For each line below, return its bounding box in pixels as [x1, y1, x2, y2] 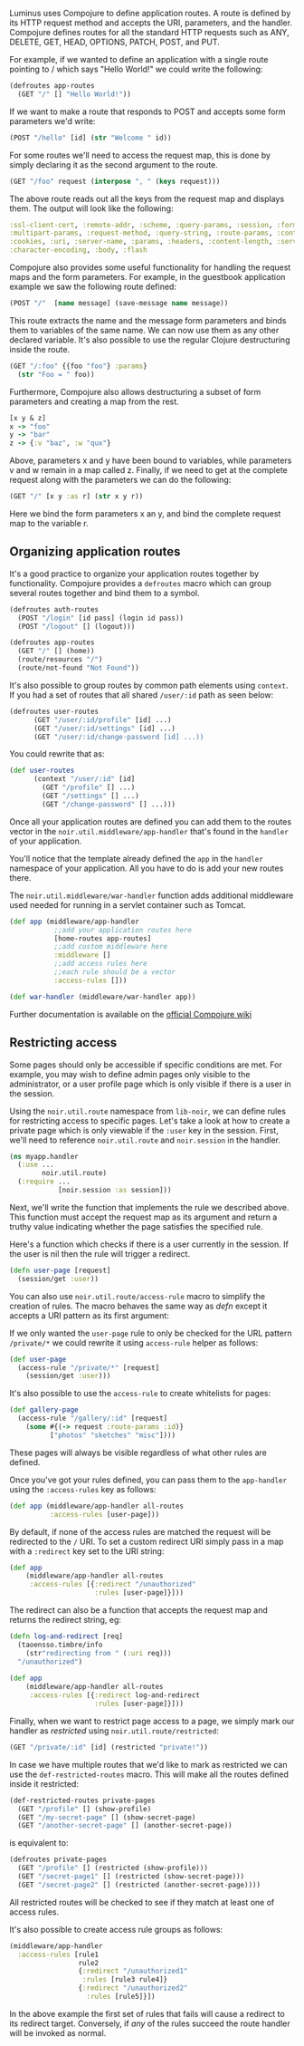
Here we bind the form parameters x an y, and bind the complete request [9, 508, 281, 519]
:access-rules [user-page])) [49, 1510, 160, 1519]
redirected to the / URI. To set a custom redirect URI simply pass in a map [9, 1536, 284, 1547]
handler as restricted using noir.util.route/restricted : [9, 1725, 219, 1736]
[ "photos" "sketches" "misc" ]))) [49, 1431, 176, 1440]
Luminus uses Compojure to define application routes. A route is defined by [9, 8, 291, 18]
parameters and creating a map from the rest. [9, 396, 179, 407]
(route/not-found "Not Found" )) [17, 663, 140, 673]
